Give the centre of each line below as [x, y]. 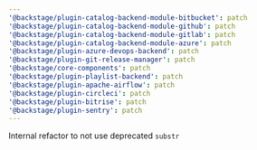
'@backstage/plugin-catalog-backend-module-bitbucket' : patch [128, 18]
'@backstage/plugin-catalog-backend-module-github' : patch [122, 26]
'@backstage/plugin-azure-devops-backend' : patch [104, 52]
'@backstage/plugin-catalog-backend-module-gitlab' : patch [122, 34]
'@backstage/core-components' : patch [80, 69]
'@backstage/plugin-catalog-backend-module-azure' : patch [120, 43]
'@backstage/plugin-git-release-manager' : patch [102, 60]
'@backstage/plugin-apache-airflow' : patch [92, 85]
